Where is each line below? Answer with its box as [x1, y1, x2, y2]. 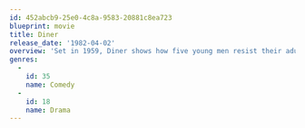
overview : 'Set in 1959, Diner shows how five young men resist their [9, 47, 282, 56]
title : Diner [9, 30, 59, 39]
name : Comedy [25, 80, 75, 89]
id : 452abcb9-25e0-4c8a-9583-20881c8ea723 [9, 13, 172, 23]
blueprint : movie [9, 22, 75, 31]
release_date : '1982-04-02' [9, 38, 116, 48]
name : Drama [25, 105, 71, 114]
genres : [9, 55, 39, 64]
